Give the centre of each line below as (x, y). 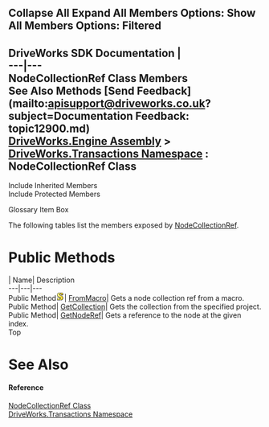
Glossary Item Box (39, 210)
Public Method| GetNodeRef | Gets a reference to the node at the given (125, 315)
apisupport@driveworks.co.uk (126, 103)
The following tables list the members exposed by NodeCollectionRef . (124, 225)
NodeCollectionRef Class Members (98, 78)
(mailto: (28, 103)
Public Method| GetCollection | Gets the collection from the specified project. (135, 307)
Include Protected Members (54, 194)
